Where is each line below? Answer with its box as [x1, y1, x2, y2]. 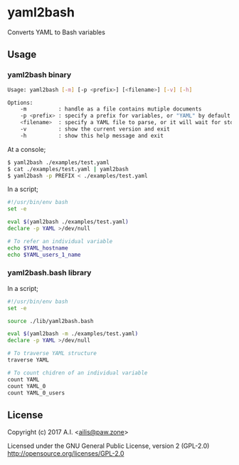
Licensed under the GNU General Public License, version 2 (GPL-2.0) [7, 441, 210, 450]
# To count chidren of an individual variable [7, 369, 148, 377]
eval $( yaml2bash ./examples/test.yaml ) [7, 218, 129, 225]
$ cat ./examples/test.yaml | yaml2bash [7, 165, 129, 173]
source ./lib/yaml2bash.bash [7, 317, 94, 325]
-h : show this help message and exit [20, 132, 164, 139]
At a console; [7, 145, 46, 153]
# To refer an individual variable [7, 237, 113, 245]
